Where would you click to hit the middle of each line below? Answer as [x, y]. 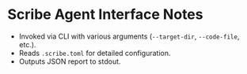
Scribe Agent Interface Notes [105, 15]
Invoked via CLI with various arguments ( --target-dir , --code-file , [129, 36]
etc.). [27, 44]
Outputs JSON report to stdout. [70, 61]
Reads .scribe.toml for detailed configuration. [95, 53]
